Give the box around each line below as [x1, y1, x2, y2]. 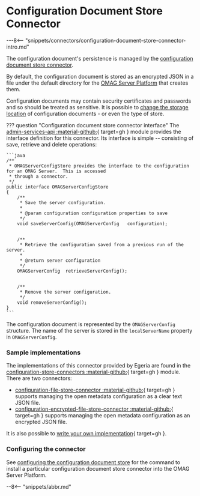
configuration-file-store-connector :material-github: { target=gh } [14, 386, 175, 394]
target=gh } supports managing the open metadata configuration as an [14, 412, 190, 419]
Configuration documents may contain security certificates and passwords [6, 97, 192, 104]
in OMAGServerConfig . [6, 333, 57, 340]
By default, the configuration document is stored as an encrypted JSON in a [6, 73, 194, 80]
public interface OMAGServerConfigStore [6, 184, 109, 190]
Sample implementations [6, 348, 81, 357]
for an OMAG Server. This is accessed [6, 168, 106, 174]
